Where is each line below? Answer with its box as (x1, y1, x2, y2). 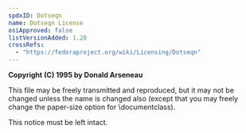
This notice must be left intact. (8, 118, 108, 127)
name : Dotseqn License (8, 19, 84, 27)
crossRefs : (8, 41, 45, 49)
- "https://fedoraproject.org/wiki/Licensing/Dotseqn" (15, 48, 201, 56)
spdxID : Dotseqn (8, 11, 62, 20)
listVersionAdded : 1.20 (8, 33, 88, 42)
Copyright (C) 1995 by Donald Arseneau (8, 70, 143, 79)
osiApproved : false (8, 26, 73, 34)
